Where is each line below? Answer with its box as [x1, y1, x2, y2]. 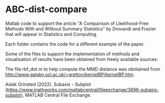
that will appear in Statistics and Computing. [5, 31, 98, 37]
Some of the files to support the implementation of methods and [5, 51, 140, 57]
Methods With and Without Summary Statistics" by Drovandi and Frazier [5, 25, 156, 31]
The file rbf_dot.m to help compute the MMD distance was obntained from [5, 66, 160, 72]
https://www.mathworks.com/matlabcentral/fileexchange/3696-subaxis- [7, 86, 159, 92]
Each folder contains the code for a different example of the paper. [5, 41, 145, 47]
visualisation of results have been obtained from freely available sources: [5, 56, 158, 62]
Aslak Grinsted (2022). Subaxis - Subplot [5, 81, 91, 87]
